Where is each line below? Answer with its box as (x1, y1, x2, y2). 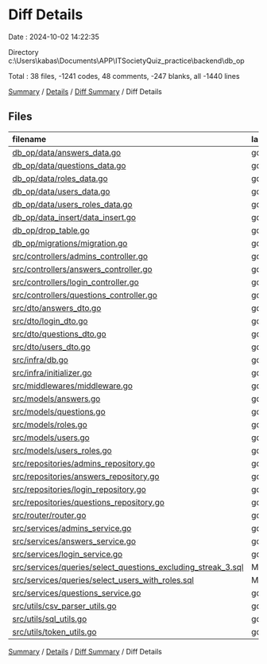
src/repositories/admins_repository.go (12, 458, 156, 469)
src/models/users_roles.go (12, 445, 113, 456)
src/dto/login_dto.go (12, 315, 88, 326)
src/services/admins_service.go (12, 522, 132, 533)
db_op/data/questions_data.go (12, 159, 126, 171)
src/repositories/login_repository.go (12, 484, 147, 495)
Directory (8, 47, 39, 57)
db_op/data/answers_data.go (12, 147, 122, 158)
